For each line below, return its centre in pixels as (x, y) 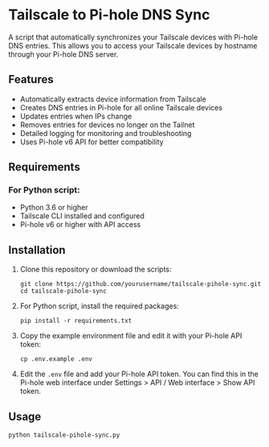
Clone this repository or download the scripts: (96, 269)
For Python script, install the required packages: (99, 306)
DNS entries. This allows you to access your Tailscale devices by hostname (133, 45)
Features (31, 79)
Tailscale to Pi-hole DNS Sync (109, 15)
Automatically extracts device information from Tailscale (113, 99)
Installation (37, 250)
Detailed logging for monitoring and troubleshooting (106, 133)
